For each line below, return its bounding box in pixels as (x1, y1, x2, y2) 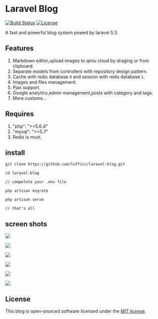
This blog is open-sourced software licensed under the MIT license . (5, 308, 146, 314)
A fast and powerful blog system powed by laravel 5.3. (5, 29, 119, 35)
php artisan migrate (5, 188, 49, 193)
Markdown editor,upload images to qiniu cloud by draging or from (12, 58, 149, 64)
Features (5, 44, 34, 53)
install (5, 148, 25, 157)
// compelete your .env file (5, 180, 67, 185)
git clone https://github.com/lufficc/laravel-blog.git (5, 162, 125, 167)
